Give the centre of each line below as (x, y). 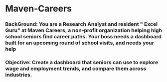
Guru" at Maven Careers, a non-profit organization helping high (84, 30)
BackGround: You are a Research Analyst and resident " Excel (82, 24)
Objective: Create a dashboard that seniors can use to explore (82, 63)
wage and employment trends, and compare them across (76, 69)
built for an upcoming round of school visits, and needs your (80, 43)
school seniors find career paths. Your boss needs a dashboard (83, 37)
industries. (19, 75)
